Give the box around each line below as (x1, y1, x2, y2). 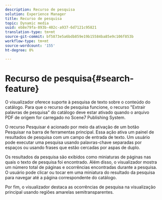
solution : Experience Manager (5, 12, 67, 17)
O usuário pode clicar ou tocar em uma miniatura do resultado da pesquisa (5, 169, 155, 175)
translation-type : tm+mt (5, 30, 55, 34)
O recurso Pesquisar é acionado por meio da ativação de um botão (5, 124, 140, 130)
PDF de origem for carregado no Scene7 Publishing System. (5, 115, 126, 120)
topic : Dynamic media (5, 20, 49, 26)
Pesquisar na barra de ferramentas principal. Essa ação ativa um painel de (5, 129, 154, 135)
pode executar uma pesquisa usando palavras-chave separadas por (5, 139, 142, 146)
